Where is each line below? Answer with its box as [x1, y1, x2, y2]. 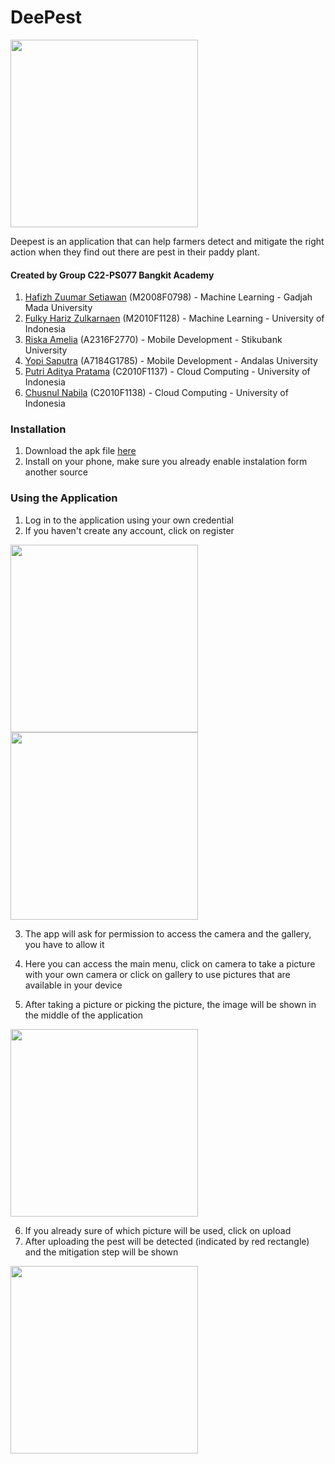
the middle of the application [24, 1009, 143, 1021]
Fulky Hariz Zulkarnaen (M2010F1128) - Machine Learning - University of [24, 312, 325, 325]
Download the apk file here [24, 445, 137, 457]
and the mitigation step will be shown [24, 1246, 179, 1258]
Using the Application [10, 491, 118, 505]
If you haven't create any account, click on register [24, 524, 235, 536]
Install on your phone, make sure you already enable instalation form [24, 456, 308, 468]
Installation [10, 422, 67, 436]
